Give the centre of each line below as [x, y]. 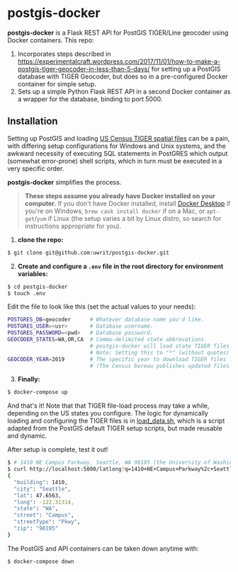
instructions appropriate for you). [73, 226]
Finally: [29, 379]
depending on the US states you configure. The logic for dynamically [108, 413]
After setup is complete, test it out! [58, 450]
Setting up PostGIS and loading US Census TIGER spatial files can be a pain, [119, 138]
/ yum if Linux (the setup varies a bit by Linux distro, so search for [128, 218]
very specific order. [36, 168]
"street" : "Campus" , [44, 515]
